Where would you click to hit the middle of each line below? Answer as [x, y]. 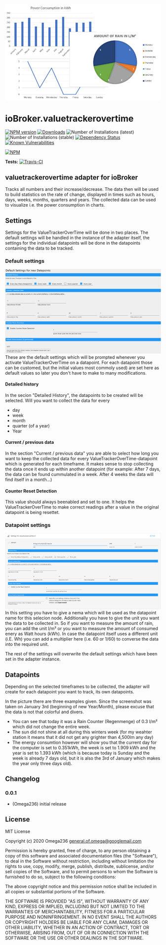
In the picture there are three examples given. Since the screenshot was [78, 701]
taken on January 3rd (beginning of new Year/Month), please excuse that [80, 707]
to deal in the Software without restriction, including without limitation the [80, 861]
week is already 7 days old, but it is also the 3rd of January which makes [86, 758]
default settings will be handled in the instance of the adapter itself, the [77, 238]
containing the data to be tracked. [40, 248]
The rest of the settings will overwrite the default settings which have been [81, 654]
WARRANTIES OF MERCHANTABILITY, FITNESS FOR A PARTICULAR [75, 911]
